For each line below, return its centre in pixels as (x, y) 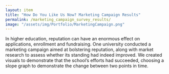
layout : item (19, 10)
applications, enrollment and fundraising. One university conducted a (78, 44)
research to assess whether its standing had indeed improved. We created (84, 55)
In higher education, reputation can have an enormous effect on (73, 39)
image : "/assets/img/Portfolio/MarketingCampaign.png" (65, 24)
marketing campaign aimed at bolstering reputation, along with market (79, 50)
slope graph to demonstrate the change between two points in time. (77, 66)
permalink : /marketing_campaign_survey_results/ (58, 19)
